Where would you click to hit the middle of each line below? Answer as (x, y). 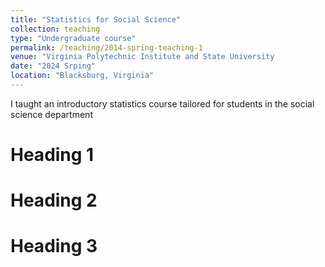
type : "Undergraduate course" (73, 38)
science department (51, 114)
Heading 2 (54, 200)
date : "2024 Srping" (53, 66)
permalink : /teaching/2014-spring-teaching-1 (106, 47)
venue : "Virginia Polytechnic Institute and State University (142, 57)
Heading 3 (54, 246)
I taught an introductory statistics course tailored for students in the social (162, 103)
